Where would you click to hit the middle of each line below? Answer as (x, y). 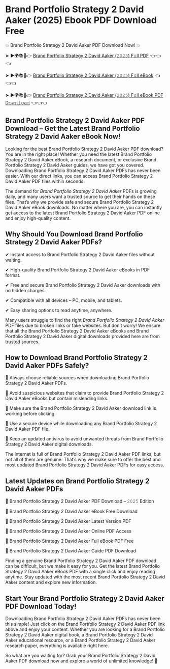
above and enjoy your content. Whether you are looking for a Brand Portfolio (85, 629)
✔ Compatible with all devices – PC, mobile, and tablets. (64, 300)
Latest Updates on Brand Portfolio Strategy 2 (77, 481)
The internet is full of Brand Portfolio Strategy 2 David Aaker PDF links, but (83, 454)
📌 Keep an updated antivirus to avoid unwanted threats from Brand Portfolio (84, 439)
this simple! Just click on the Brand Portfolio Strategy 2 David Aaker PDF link (85, 624)
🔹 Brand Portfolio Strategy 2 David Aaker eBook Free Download (72, 511)
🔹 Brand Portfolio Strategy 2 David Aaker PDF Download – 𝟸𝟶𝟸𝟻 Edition (80, 501)
